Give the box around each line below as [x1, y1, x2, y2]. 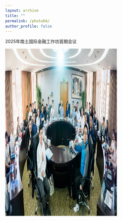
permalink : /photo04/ [5, 18, 50, 23]
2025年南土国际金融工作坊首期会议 [5, 39, 77, 45]
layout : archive [5, 8, 39, 13]
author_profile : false [5, 24, 52, 29]
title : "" [5, 13, 26, 18]
